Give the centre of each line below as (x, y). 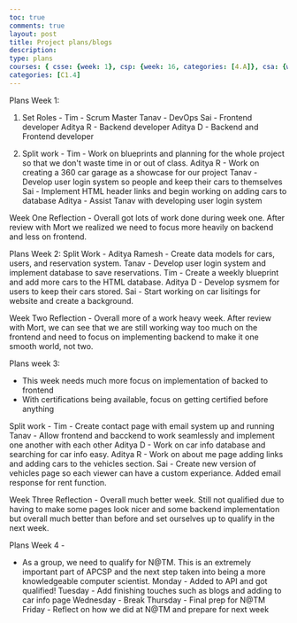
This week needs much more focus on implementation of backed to (145, 380)
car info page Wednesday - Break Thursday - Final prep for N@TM (144, 600)
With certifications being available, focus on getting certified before (145, 399)
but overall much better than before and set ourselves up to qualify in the (142, 518)
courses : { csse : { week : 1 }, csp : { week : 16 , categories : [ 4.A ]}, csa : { (148, 67)
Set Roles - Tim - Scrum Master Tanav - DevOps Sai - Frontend (137, 117)
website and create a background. (72, 300)
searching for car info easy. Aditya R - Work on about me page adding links (146, 454)
